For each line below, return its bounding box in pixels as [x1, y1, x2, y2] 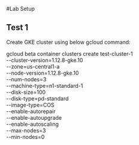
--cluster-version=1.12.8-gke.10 [6, 57, 83, 64]
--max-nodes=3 [6, 126, 46, 134]
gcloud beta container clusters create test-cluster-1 [6, 50, 133, 57]
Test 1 [6, 22, 29, 32]
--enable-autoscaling [6, 120, 59, 128]
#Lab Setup [6, 5, 35, 12]
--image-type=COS [6, 101, 55, 108]
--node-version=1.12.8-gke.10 [6, 69, 79, 76]
